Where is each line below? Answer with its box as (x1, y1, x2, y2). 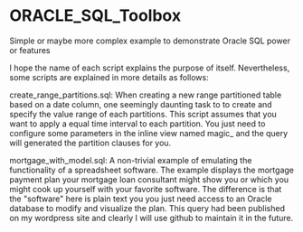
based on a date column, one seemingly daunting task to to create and (9, 98, 273, 109)
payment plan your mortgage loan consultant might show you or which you (9, 173, 289, 185)
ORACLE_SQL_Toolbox (9, 5, 182, 26)
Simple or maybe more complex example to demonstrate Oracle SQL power (9, 35, 291, 46)
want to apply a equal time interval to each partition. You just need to (9, 118, 266, 129)
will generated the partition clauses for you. (9, 137, 172, 148)
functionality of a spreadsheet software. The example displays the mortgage (9, 164, 294, 175)
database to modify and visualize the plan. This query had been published (9, 202, 285, 213)
